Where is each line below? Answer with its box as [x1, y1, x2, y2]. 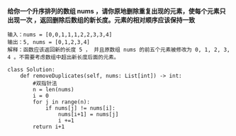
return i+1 [33, 123, 65, 130]
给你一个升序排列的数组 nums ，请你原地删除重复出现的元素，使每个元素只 [7, 7, 226, 15]
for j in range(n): [33, 98, 91, 106]
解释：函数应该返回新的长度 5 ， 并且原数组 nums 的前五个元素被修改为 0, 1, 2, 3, [7, 46, 230, 53]
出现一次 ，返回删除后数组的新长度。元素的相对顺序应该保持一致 [7, 16, 196, 24]
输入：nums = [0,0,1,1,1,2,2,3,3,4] [7, 31, 113, 38]
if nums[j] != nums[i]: [45, 105, 116, 112]
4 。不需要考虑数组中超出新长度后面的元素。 [7, 54, 120, 61]
